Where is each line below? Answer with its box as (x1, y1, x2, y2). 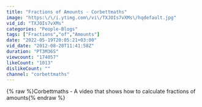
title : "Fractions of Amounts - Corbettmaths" (6, 9, 127, 15)
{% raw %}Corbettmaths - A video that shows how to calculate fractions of (6, 88, 196, 95)
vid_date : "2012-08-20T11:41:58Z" (6, 43, 95, 49)
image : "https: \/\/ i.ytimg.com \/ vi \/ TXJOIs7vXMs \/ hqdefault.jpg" (6, 15, 176, 21)
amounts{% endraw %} (6, 94, 65, 102)
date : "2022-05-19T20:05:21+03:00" (6, 37, 97, 43)
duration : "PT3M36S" (6, 49, 59, 55)
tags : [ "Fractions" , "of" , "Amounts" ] (6, 32, 100, 38)
